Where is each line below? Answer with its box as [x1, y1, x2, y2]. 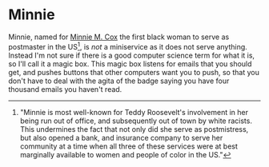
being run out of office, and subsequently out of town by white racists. [19, 116, 252, 125]
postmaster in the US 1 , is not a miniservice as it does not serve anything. [8, 40, 248, 51]
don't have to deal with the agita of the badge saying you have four [8, 76, 230, 85]
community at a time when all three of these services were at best [19, 141, 239, 151]
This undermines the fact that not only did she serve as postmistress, [19, 124, 249, 133]
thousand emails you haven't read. [8, 84, 122, 93]
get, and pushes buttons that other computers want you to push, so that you [8, 67, 260, 77]
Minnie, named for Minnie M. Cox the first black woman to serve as [8, 32, 230, 42]
